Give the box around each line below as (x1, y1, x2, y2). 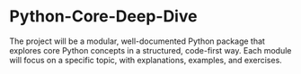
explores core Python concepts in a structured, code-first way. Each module (9, 45, 292, 55)
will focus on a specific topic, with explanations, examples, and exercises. (9, 54, 283, 65)
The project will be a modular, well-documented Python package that (9, 36, 265, 46)
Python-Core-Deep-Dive (9, 6, 198, 27)
